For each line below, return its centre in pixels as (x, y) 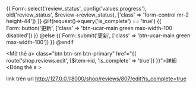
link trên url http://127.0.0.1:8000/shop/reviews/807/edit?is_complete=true (97, 79)
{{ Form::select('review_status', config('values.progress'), (76, 9)
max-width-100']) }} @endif (40, 42)
